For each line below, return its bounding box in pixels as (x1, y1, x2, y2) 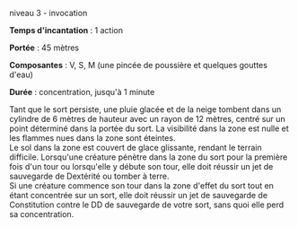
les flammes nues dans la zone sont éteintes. (9, 133, 176, 143)
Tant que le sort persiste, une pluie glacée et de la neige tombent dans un (9, 104, 282, 115)
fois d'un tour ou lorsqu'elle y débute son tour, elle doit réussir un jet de (9, 162, 274, 171)
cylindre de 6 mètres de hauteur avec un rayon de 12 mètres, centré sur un (9, 114, 285, 124)
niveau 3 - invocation (9, 8, 88, 18)
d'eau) (9, 69, 34, 80)
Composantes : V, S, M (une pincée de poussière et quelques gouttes (9, 60, 267, 70)
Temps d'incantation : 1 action (9, 25, 124, 35)
